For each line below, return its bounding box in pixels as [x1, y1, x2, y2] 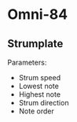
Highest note [18, 90, 60, 99]
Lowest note [18, 81, 60, 91]
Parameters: [7, 57, 47, 67]
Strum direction [18, 98, 69, 107]
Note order [18, 106, 54, 116]
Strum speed [18, 73, 60, 82]
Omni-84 [7, 6, 68, 24]
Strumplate [7, 37, 64, 50]
